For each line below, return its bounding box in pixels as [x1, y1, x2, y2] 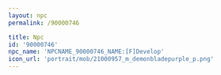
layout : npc [8, 11, 48, 20]
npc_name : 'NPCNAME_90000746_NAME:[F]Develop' [8, 48, 165, 56]
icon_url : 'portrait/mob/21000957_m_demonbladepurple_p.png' [8, 55, 215, 63]
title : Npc [8, 33, 44, 41]
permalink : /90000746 [8, 19, 80, 27]
